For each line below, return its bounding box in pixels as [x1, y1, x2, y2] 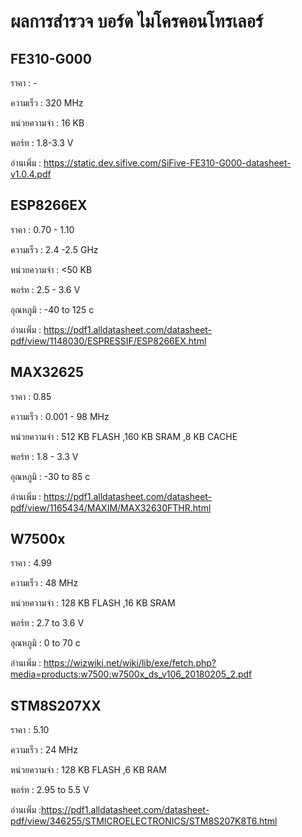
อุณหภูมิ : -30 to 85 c [10, 470, 91, 482]
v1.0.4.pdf [10, 168, 52, 180]
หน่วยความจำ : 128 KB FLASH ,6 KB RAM [10, 764, 167, 776]
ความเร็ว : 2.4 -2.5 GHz [10, 243, 99, 255]
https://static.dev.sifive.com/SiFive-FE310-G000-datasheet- [43, 157, 292, 169]
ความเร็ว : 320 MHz [10, 97, 84, 109]
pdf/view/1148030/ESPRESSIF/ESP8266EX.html [10, 335, 207, 347]
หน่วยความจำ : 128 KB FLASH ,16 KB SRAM [10, 597, 176, 609]
